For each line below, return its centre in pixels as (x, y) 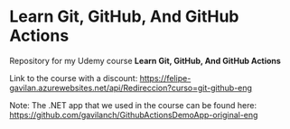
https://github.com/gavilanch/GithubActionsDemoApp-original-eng (134, 115)
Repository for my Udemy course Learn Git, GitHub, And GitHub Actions (145, 60)
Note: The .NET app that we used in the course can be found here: (133, 105)
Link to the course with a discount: (74, 78)
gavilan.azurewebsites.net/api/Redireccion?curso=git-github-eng (131, 88)
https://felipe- (165, 78)
